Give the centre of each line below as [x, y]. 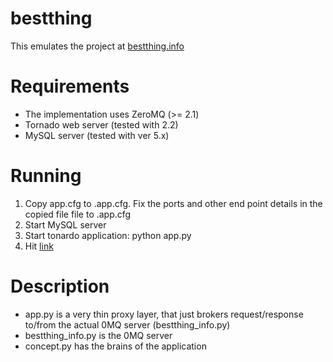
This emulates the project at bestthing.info [97, 46]
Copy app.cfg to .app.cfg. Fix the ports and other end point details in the [173, 203]
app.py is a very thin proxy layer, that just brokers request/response [164, 314]
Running [46, 176]
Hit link [39, 246]
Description [60, 286]
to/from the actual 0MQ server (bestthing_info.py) [127, 324]
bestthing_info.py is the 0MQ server [98, 335]
